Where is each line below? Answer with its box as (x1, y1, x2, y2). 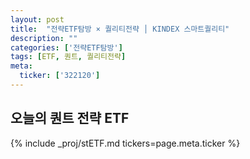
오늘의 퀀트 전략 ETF (10, 110, 130, 127)
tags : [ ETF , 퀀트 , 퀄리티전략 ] (10, 52, 127, 62)
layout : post (10, 14, 65, 25)
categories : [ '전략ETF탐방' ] (10, 42, 123, 53)
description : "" (10, 33, 78, 43)
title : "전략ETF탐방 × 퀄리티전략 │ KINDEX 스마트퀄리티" (10, 24, 230, 34)
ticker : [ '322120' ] (19, 71, 101, 81)
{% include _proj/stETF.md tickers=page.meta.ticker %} (10, 137, 241, 149)
